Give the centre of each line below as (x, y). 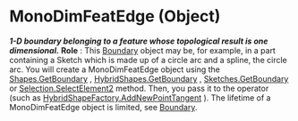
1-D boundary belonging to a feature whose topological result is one (139, 41)
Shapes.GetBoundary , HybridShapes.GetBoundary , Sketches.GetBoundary (149, 78)
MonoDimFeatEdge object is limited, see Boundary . (103, 107)
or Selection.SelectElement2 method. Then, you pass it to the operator (139, 88)
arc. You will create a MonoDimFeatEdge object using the (115, 69)
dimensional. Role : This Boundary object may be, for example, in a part (142, 50)
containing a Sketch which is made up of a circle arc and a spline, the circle (149, 60)
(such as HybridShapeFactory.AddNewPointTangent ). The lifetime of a (140, 97)
